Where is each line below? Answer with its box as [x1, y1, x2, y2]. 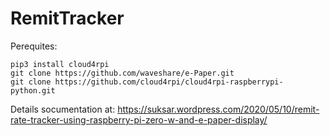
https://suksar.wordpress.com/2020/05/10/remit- [117, 103, 320, 115]
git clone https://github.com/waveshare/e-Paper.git [10, 68, 235, 78]
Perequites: [10, 40, 58, 52]
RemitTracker [10, 7, 125, 30]
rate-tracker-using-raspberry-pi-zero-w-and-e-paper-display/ [10, 113, 268, 126]
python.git [10, 85, 56, 96]
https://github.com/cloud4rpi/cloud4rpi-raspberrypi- [54, 77, 284, 87]
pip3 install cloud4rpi [10, 59, 110, 69]
